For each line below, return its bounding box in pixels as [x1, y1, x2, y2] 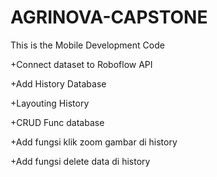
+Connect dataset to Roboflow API [10, 58, 153, 70]
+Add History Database [10, 77, 107, 90]
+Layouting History [10, 97, 90, 109]
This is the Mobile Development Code [10, 39, 165, 51]
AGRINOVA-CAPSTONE [10, 6, 208, 29]
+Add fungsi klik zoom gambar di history [10, 136, 178, 148]
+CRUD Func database [10, 116, 105, 128]
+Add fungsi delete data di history [10, 155, 151, 167]
